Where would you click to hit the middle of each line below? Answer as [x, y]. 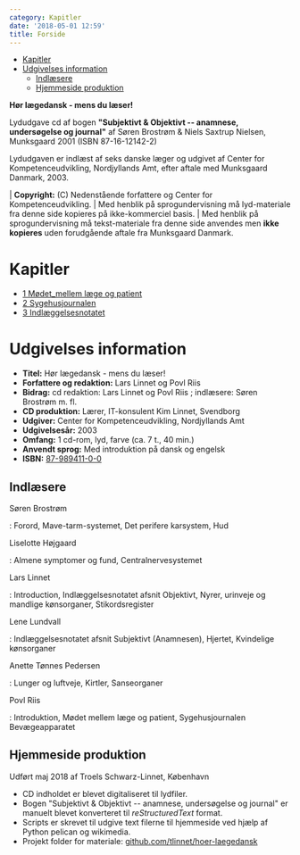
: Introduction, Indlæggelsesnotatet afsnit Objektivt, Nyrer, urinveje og [137, 595]
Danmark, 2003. [39, 178]
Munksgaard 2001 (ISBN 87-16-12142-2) [83, 141]
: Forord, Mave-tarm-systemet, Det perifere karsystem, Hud [119, 526]
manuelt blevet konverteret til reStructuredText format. [122, 812]
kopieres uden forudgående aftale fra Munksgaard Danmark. [121, 233]
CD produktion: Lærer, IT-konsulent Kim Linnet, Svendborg [131, 411]
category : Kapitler [46, 17]
